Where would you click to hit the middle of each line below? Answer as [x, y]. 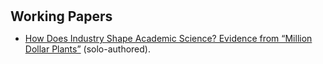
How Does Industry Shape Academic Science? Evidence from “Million [168, 39]
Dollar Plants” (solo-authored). [87, 49]
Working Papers [61, 16]
